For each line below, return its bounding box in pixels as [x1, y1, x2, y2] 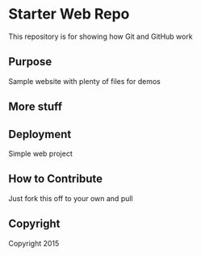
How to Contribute [8, 172, 103, 186]
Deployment [8, 127, 72, 141]
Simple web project [8, 149, 73, 158]
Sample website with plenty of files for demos [8, 76, 161, 86]
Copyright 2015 [8, 238, 60, 248]
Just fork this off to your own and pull [8, 193, 133, 203]
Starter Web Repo [8, 5, 130, 23]
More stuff [8, 100, 63, 114]
